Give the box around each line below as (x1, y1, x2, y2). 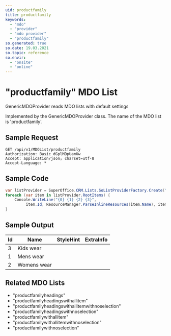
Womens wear (17, 261, 52, 268)
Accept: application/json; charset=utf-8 (5, 156, 95, 161)
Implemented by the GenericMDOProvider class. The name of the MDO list (5, 113, 162, 119)
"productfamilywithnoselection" (12, 325, 79, 331)
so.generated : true (5, 41, 47, 46)
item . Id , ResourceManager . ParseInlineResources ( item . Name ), (25, 202, 156, 207)
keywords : (5, 17, 26, 22)
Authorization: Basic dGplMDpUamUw (5, 151, 81, 156)
